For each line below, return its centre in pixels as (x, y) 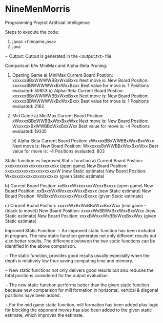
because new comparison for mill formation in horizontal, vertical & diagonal (82, 290)
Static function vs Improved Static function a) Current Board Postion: (74, 160)
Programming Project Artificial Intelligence (48, 22)
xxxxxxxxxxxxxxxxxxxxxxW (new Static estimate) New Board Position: (76, 171)
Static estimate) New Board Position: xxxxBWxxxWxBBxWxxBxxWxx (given (81, 215)
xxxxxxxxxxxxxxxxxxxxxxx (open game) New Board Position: (66, 166)
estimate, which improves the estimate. (44, 315)
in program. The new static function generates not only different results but (81, 236)
